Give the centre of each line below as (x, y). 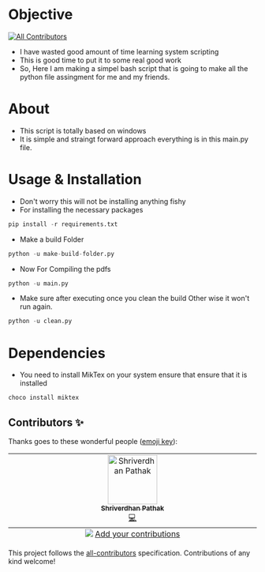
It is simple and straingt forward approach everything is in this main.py (134, 139)
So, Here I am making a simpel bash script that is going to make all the (134, 68)
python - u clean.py (40, 322)
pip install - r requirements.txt (63, 224)
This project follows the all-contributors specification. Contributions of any (129, 553)
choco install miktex (44, 398)
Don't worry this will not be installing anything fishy (103, 201)
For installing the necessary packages (81, 209)
